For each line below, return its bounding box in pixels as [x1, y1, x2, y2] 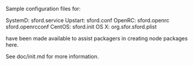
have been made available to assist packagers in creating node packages [5, 35, 188, 42]
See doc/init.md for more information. [5, 53, 99, 60]
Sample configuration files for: [5, 5, 81, 12]
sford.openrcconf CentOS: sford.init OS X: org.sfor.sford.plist [5, 23, 157, 30]
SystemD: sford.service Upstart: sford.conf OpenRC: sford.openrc [5, 17, 170, 23]
